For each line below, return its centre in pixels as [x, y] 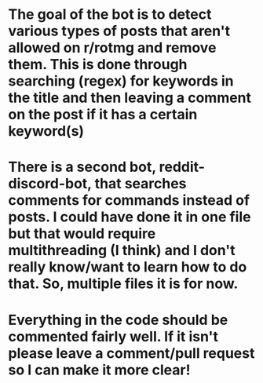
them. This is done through [98, 65]
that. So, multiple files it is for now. [123, 284]
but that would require [82, 234]
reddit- [182, 167]
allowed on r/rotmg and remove [112, 48]
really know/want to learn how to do [128, 267]
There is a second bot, [82, 167]
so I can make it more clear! [99, 370]
